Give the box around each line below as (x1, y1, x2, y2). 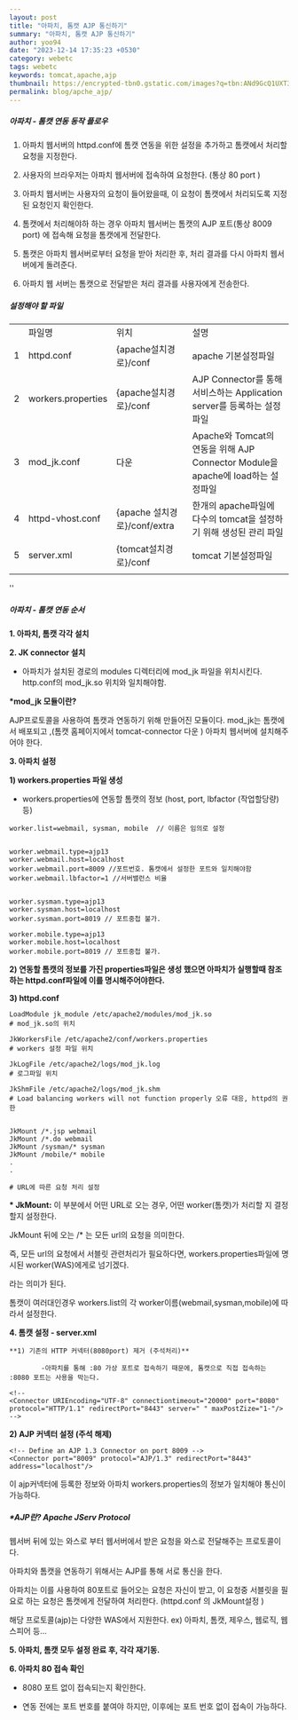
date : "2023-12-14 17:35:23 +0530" (9, 46, 141, 55)
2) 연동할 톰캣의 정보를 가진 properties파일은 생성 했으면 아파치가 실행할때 (9, 964, 266, 974)
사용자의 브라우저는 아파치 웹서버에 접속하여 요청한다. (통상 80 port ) (21, 170, 261, 180)
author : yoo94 (9, 37, 62, 47)
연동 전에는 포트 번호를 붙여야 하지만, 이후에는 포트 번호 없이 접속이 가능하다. (21, 1701, 287, 1712)
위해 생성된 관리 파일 (202, 526, 284, 539)
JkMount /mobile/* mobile (9, 1150, 105, 1159)
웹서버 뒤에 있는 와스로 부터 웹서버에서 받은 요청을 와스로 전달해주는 (9, 1536, 244, 1547)
